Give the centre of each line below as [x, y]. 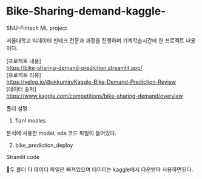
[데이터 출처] [21, 89]
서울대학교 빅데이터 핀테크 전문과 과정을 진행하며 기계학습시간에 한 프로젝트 [96, 40]
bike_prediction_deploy [44, 145]
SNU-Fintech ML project [37, 28]
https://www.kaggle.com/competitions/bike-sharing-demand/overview [95, 96]
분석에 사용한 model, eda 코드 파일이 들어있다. [62, 133]
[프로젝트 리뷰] [24, 75]
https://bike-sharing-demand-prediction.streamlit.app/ [74, 67]
